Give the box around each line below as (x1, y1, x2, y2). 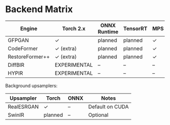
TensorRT (123, 25, 148, 32)
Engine (20, 25, 37, 32)
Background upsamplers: (5, 82, 58, 89)
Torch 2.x (62, 25, 86, 32)
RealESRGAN (8, 103, 39, 110)
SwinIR (8, 111, 24, 118)
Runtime (98, 28, 119, 35)
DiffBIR (8, 61, 24, 68)
